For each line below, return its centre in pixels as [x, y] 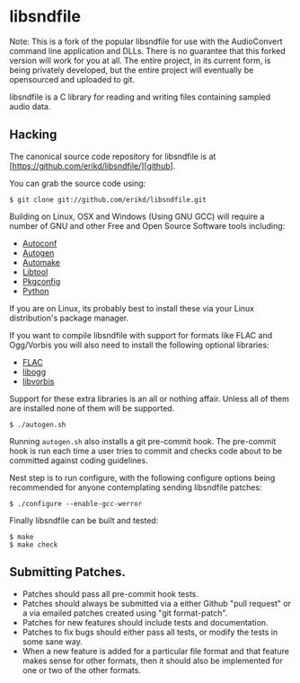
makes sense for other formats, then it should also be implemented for [152, 661]
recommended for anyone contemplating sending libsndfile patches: [136, 487]
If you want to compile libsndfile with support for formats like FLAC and [141, 335]
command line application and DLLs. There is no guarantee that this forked [147, 50]
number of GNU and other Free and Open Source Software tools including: [147, 225]
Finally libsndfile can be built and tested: [84, 520]
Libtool [35, 272]
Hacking [33, 135]
